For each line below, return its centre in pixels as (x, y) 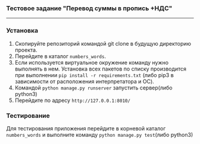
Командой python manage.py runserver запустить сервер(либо (93, 88)
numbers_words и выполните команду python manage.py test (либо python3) (100, 135)
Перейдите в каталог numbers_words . (60, 56)
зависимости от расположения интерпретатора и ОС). (85, 81)
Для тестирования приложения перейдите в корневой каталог (86, 128)
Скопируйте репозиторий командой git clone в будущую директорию (103, 43)
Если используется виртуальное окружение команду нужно (91, 62)
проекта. (26, 50)
